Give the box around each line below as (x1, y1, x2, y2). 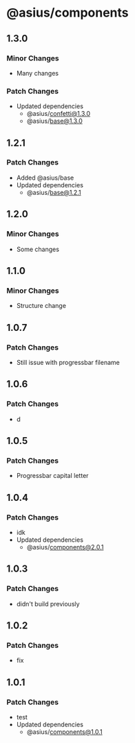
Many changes (16, 69, 59, 77)
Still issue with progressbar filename (16, 358, 120, 366)
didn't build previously (16, 599, 80, 608)
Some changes (16, 245, 60, 253)
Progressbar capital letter (16, 472, 89, 480)
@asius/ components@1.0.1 (26, 728, 103, 736)
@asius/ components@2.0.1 (26, 543, 104, 551)
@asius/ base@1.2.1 (26, 188, 81, 196)
